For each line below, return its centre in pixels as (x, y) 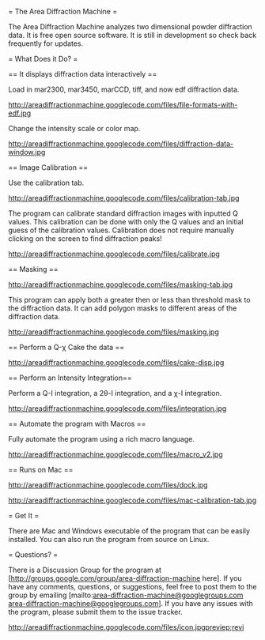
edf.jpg (20, 113)
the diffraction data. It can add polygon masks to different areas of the (123, 308)
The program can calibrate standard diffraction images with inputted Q (123, 213)
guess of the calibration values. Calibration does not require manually (121, 230)
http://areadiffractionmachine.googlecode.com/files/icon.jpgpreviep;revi (126, 627)
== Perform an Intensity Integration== (70, 378)
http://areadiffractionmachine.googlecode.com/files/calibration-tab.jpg (124, 198)
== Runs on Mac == (41, 470)
